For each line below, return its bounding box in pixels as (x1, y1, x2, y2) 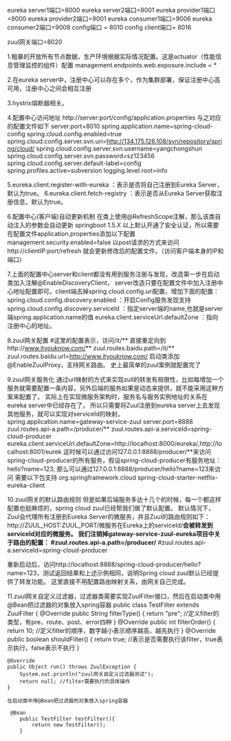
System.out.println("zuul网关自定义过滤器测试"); (19, 671, 154, 678)
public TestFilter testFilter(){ (19, 716, 115, 722)
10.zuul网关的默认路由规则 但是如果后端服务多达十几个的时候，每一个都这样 (7, 495, 221, 504)
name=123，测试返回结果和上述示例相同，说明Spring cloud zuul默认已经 (7, 569, 213, 577)
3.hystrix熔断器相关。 (7, 99, 68, 107)
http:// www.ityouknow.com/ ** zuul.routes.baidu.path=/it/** (7, 344, 175, 352)
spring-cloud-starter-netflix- (137, 473, 219, 482)
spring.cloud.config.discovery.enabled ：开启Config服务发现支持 (7, 296, 191, 304)
